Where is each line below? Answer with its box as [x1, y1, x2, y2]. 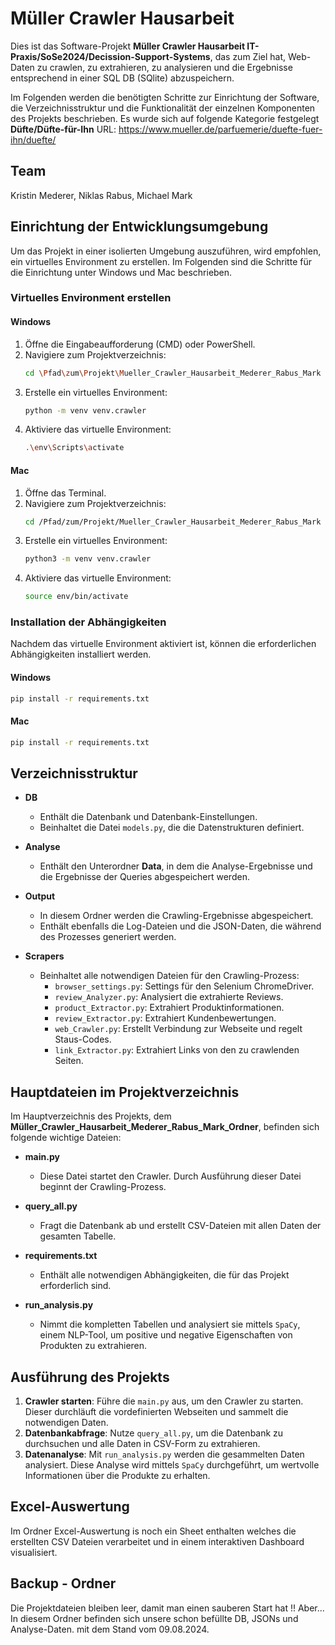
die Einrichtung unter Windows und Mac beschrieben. [10, 266, 233, 278]
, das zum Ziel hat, [209, 50, 287, 62]
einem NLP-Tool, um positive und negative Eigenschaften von [39, 1329, 293, 1341]
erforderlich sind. [39, 1280, 112, 1292]
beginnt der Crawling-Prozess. [39, 1181, 167, 1193]
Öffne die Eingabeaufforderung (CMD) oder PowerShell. [24, 338, 256, 350]
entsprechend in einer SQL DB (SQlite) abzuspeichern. [10, 72, 235, 84]
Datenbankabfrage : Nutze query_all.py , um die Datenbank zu [24, 1427, 284, 1439]
